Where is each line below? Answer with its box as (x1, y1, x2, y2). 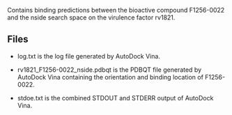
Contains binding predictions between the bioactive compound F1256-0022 (7, 6, 225, 14)
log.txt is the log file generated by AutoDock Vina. (17, 52, 160, 60)
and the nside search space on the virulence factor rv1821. (7, 13, 176, 22)
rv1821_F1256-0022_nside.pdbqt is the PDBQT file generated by (17, 66, 202, 74)
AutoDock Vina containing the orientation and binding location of (17, 72, 204, 81)
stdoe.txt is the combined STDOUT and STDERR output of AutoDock (17, 93, 214, 102)
